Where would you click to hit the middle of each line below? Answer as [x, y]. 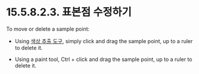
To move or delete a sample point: [48, 29]
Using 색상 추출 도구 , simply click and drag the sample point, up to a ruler [104, 41]
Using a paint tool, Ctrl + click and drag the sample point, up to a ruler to [103, 59]
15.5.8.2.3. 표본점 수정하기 [69, 12]
